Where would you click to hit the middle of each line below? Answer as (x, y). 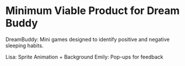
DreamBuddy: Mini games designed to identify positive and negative (88, 39)
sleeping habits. (25, 46)
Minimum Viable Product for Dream (93, 11)
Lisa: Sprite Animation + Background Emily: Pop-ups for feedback (85, 57)
